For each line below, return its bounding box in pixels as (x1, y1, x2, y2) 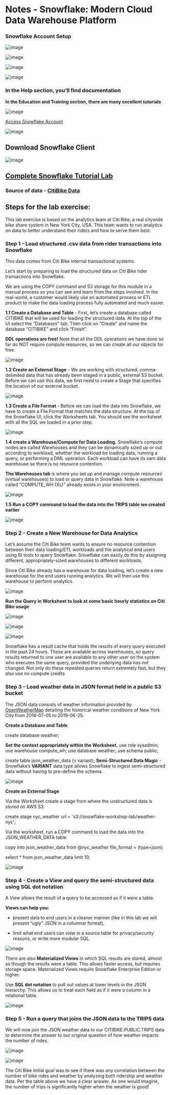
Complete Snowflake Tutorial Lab (5, 172, 113, 180)
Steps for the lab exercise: (5, 203, 91, 212)
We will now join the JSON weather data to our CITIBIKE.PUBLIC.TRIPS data (5, 1027, 165, 1033)
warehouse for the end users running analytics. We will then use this (5, 573, 150, 579)
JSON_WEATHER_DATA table (5, 834, 67, 840)
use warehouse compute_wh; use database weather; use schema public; (5, 747, 159, 753)
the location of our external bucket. (5, 383, 80, 389)
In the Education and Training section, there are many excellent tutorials (5, 98, 161, 104)
